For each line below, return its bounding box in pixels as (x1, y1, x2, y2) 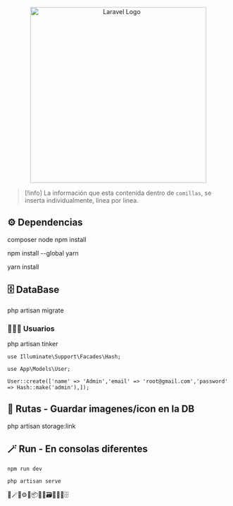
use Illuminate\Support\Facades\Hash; (7, 353, 121, 360)
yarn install (7, 263, 39, 271)
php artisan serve (7, 477, 61, 485)
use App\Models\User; (7, 365, 71, 372)
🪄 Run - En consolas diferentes (7, 443, 148, 455)
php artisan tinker (7, 339, 58, 348)
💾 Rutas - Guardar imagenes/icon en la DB (7, 403, 195, 415)
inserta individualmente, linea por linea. (24, 196, 139, 204)
